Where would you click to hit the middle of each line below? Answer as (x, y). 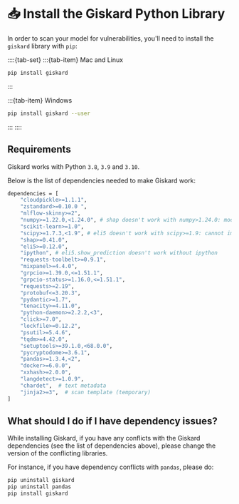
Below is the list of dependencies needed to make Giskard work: (102, 180)
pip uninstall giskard (41, 480)
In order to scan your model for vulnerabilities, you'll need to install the (111, 38)
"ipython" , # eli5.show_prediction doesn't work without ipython (119, 253)
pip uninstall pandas (39, 487)
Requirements (39, 149)
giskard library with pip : (43, 46)
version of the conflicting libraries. (58, 453)
